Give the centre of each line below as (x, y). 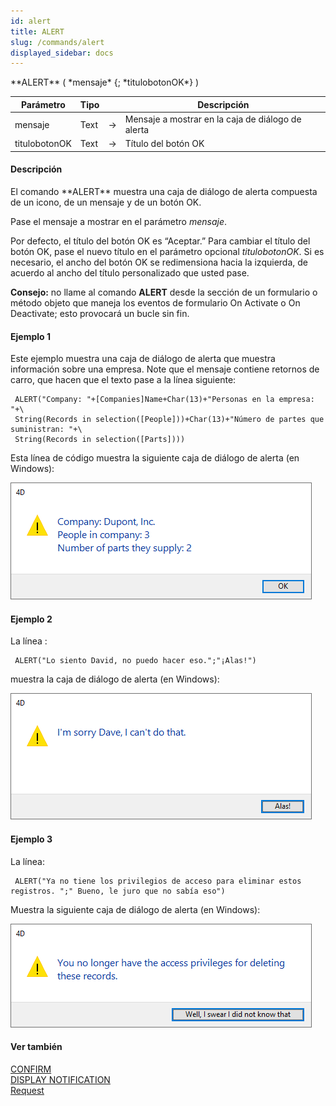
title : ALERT (37, 31)
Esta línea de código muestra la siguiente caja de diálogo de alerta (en (155, 458)
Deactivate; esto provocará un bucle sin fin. (100, 313)
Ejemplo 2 (31, 619)
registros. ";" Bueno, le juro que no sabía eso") (118, 891)
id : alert (31, 21)
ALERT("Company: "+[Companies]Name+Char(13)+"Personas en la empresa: (164, 400)
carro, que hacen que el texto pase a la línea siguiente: (123, 380)
